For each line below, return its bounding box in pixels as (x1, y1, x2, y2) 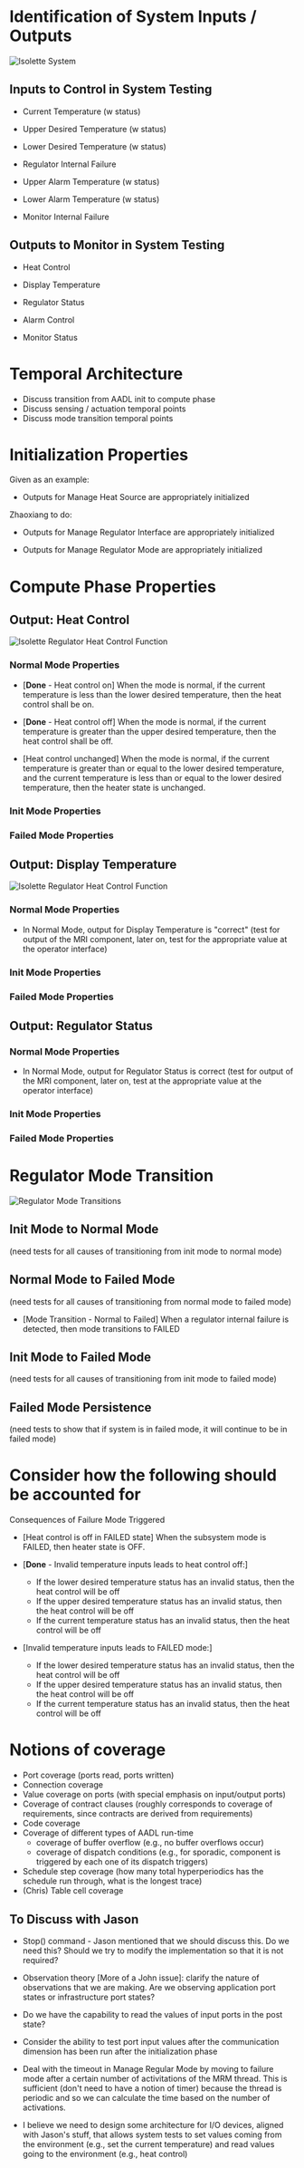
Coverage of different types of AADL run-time (22, 1827, 195, 1838)
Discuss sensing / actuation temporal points (22, 403, 186, 414)
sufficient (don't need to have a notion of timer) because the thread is (22, 2082, 282, 2094)
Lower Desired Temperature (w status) (22, 140, 167, 151)
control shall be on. (22, 699, 95, 709)
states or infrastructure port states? (22, 1991, 156, 2002)
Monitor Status (22, 332, 79, 342)
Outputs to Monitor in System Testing (9, 237, 225, 253)
